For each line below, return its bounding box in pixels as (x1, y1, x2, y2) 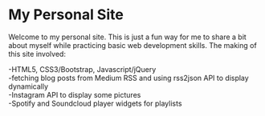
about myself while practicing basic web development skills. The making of (8, 40, 257, 50)
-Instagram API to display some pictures (8, 90, 141, 99)
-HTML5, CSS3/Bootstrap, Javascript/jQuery (8, 64, 157, 74)
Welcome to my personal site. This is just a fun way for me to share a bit (8, 32, 247, 42)
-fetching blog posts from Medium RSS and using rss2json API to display (8, 73, 249, 82)
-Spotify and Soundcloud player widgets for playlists (8, 98, 182, 108)
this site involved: (8, 49, 67, 58)
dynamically (8, 82, 49, 91)
